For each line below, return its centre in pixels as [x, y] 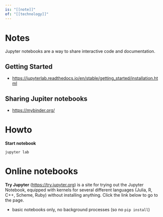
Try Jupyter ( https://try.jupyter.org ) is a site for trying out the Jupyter [74, 185]
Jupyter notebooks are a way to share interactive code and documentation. [80, 51]
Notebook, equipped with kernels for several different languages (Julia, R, [79, 190]
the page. [15, 200]
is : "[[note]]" [20, 9]
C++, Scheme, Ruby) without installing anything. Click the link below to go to [81, 195]
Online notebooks [42, 171]
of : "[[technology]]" [27, 14]
